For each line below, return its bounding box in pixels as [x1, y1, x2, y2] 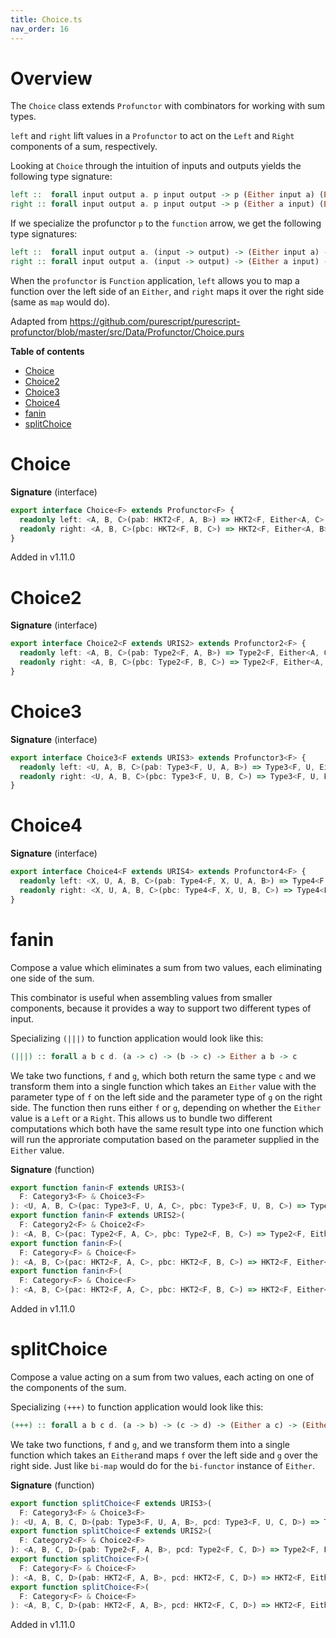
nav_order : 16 [10, 24, 70, 34]
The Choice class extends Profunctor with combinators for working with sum [10, 100, 326, 112]
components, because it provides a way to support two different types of [10, 1002, 312, 1014]
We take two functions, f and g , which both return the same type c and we [10, 1069, 317, 1081]
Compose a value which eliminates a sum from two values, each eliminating [10, 961, 323, 973]
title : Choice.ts [10, 14, 83, 25]
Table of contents [10, 345, 85, 357]
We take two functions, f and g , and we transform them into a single [10, 1438, 290, 1450]
